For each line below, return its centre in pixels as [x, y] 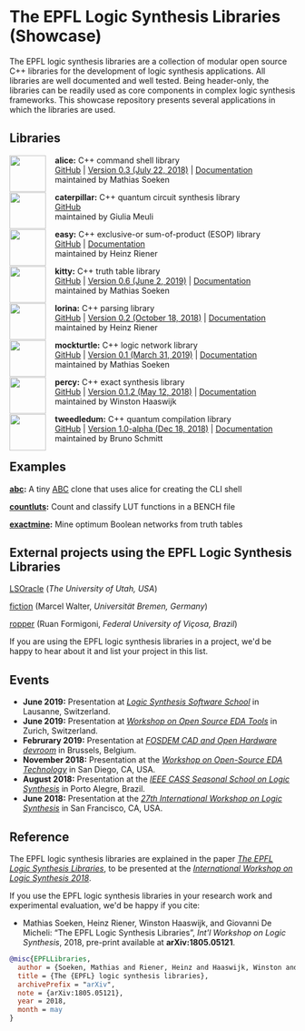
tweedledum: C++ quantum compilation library [143, 419]
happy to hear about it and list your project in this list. [109, 652]
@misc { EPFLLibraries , [50, 959]
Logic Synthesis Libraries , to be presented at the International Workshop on [151, 868]
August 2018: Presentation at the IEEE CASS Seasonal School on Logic [156, 779]
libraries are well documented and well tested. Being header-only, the [139, 80]
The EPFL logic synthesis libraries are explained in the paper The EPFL [142, 859]
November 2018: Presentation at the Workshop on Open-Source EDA [152, 760]
